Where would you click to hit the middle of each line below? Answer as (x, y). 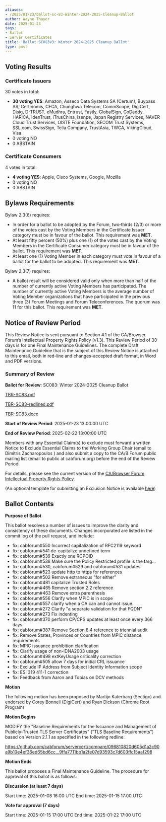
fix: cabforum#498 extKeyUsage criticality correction (67, 657)
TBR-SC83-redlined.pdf (29, 404)
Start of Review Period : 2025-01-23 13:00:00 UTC (57, 423)
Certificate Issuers (28, 81)
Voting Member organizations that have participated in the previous (81, 297)
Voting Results (28, 67)
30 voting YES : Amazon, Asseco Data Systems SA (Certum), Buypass (84, 101)
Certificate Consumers (33, 156)
